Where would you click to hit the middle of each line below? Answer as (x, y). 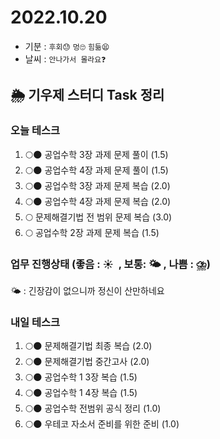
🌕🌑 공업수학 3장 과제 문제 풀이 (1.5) (96, 154)
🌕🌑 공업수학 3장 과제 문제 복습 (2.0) (97, 185)
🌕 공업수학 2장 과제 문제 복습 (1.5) (92, 232)
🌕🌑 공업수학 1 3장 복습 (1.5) (81, 377)
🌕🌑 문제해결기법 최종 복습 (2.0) (88, 346)
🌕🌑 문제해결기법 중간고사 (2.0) (87, 362)
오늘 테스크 (35, 131)
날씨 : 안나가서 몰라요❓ (65, 58)
